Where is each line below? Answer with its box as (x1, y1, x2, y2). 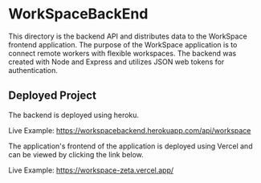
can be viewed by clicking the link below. (8, 149, 145, 159)
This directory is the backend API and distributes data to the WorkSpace (8, 31, 247, 41)
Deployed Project (8, 89, 96, 103)
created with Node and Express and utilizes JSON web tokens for (8, 57, 225, 67)
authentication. (8, 65, 59, 75)
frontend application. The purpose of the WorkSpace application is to (8, 39, 238, 49)
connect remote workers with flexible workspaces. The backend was (8, 48, 237, 58)
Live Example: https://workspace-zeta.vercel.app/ (8, 165, 174, 175)
